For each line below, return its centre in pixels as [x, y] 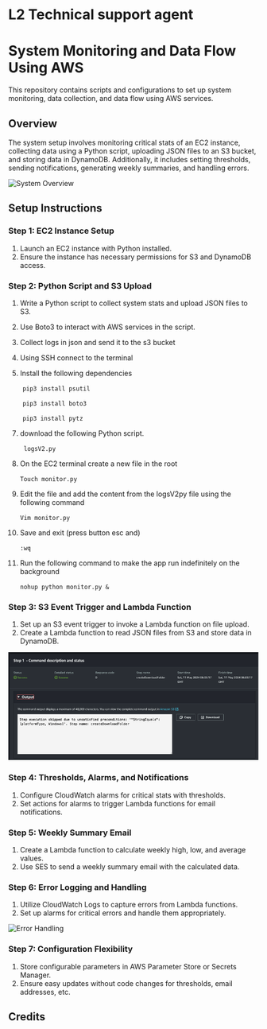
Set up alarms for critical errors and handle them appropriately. [123, 913]
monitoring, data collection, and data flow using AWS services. [111, 99]
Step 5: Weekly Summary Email [70, 833]
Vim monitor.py [45, 518]
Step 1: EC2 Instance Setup [61, 231]
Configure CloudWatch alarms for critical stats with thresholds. [123, 795]
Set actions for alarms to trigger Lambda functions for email [118, 803]
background [39, 571]
